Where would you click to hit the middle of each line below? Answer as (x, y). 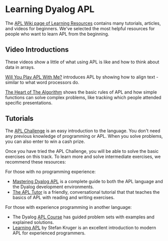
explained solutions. (33, 222)
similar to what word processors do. (42, 82)
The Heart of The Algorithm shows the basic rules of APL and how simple (81, 92)
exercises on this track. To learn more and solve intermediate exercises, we (83, 156)
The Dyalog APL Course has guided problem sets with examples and (83, 217)
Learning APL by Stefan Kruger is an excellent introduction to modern (84, 227)
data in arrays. (20, 67)
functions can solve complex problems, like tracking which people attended (83, 97)
